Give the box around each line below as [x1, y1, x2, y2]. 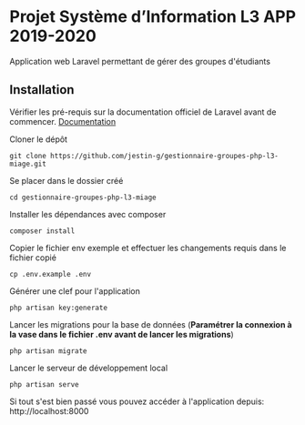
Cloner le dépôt [9, 134, 68, 145]
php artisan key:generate [9, 303, 107, 312]
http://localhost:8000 [9, 405, 89, 416]
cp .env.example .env [9, 269, 92, 278]
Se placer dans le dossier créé [9, 175, 124, 186]
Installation [9, 82, 75, 97]
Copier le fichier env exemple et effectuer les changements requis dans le [9, 242, 287, 253]
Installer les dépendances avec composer [9, 208, 167, 219]
